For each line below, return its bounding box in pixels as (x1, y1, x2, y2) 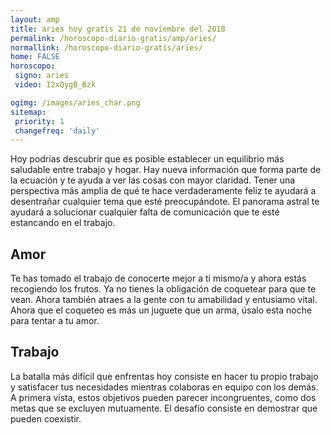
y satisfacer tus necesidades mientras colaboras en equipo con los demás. (10, 381, 319, 393)
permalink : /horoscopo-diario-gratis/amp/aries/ (10, 33, 217, 43)
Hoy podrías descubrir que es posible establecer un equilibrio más (10, 153, 285, 165)
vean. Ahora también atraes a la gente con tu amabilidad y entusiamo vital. (10, 294, 318, 306)
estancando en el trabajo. (10, 217, 116, 229)
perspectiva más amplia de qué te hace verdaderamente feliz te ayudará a (10, 185, 317, 197)
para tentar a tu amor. (10, 315, 100, 327)
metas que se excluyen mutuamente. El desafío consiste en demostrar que (10, 402, 318, 414)
